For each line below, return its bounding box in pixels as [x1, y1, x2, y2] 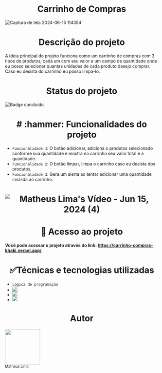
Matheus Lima [5, 364, 29, 369]
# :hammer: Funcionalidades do [16, 119, 147, 130]
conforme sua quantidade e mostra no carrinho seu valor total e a [12, 150, 144, 156]
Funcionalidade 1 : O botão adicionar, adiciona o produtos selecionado [12, 145, 153, 151]
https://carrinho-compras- [97, 242, 153, 248]
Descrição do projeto [38, 37, 125, 48]
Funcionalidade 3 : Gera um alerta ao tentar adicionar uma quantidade [12, 171, 152, 177]
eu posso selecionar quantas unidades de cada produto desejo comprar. [5, 63, 151, 69]
